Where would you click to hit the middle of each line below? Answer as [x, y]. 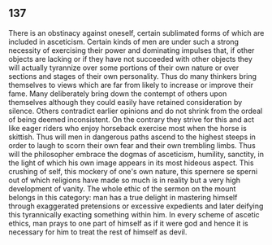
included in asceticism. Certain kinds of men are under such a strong [124, 42]
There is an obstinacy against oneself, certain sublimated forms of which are [136, 33]
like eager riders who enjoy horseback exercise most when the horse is [128, 128]
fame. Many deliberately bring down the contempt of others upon [118, 94]
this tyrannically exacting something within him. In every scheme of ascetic [134, 214]
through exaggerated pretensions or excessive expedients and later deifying [136, 206]
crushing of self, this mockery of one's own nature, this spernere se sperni [133, 171]
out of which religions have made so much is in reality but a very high [125, 180]
